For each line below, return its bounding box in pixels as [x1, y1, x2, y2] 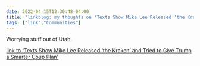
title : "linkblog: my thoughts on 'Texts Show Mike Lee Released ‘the [6, 14, 185, 20]
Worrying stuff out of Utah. [6, 36, 73, 43]
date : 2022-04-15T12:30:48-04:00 [6, 8, 89, 15]
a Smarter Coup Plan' [6, 54, 59, 61]
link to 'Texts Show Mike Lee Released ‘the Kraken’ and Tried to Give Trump [6, 47, 192, 54]
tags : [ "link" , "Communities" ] [6, 19, 82, 25]
